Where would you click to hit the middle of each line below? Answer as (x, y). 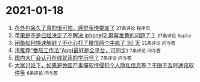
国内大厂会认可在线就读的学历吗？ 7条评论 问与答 (73, 57)
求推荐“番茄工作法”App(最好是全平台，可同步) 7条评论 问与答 (87, 50)
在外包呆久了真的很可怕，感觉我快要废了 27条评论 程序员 (82, 28)
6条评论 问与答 (42, 73)
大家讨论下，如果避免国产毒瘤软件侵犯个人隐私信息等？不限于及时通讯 (102, 65)
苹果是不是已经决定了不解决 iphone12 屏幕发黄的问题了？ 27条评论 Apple (103, 35)
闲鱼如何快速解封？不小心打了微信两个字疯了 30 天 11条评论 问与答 (95, 42)
